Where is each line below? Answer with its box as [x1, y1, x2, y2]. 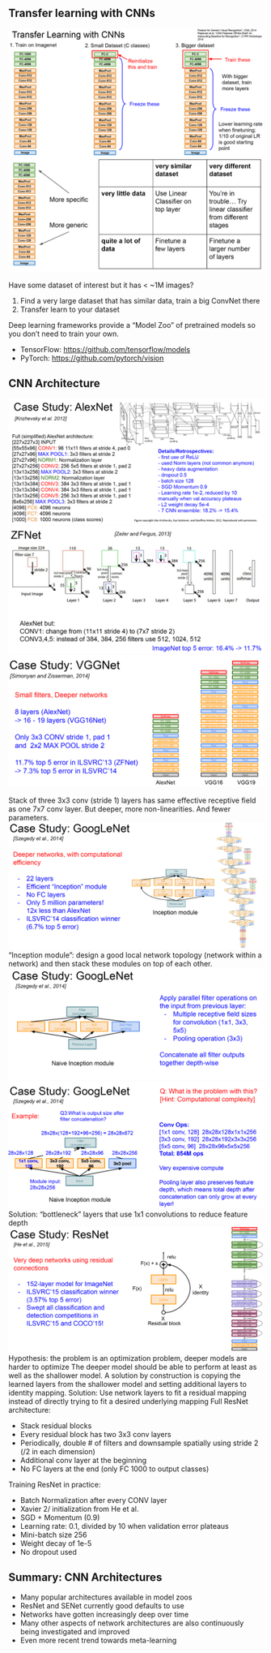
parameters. [8, 812, 49, 822]
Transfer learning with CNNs [8, 6, 156, 20]
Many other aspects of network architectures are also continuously [19, 1618, 244, 1628]
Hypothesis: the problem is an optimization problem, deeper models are [8, 1354, 248, 1363]
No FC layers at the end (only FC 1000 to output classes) [19, 1464, 210, 1474]
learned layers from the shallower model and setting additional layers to [8, 1380, 247, 1389]
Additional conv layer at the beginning [19, 1456, 147, 1466]
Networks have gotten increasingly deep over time [19, 1609, 189, 1619]
